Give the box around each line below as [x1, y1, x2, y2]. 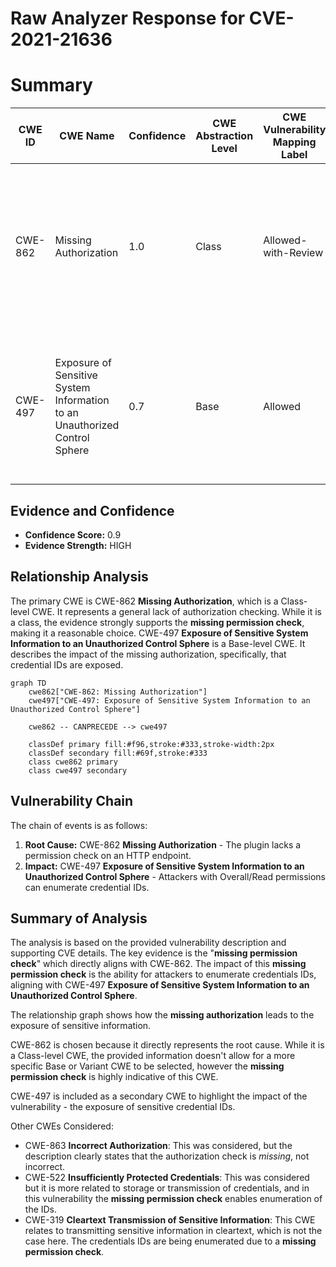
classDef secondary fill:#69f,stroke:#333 [28, 748, 208, 758]
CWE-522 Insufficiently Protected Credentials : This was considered [24, 1172, 310, 1184]
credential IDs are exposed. [10, 658, 124, 671]
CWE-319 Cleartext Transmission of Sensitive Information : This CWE [24, 1214, 316, 1226]
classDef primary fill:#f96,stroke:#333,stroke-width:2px [28, 739, 275, 749]
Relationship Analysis [10, 568, 149, 586]
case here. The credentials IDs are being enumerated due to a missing [24, 1235, 317, 1247]
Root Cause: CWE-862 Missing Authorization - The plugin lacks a [24, 838, 302, 851]
